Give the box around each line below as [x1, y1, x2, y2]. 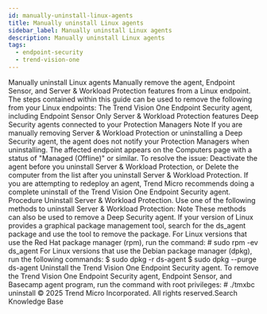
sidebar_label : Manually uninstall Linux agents [8, 26, 172, 34]
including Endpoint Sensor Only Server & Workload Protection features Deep [8, 111, 259, 121]
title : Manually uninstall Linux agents [8, 19, 145, 27]
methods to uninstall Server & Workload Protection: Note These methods [8, 204, 246, 213]
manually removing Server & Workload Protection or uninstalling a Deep [8, 128, 243, 137]
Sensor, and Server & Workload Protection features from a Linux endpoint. [8, 86, 251, 95]
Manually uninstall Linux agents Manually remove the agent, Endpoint [8, 77, 236, 87]
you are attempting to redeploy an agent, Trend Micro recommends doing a [8, 178, 255, 188]
